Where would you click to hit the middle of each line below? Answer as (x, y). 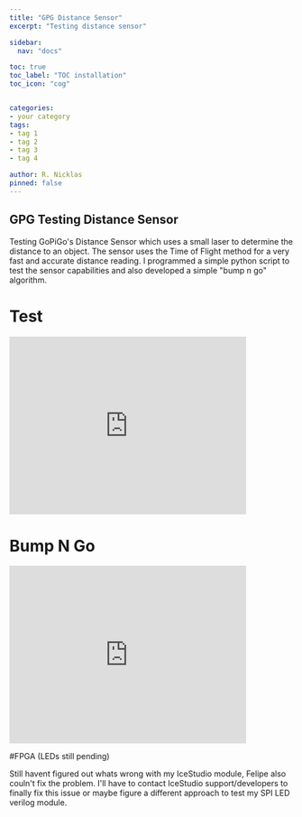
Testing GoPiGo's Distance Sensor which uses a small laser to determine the (151, 241)
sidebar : (26, 42)
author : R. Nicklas (46, 175)
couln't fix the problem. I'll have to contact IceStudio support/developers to (149, 784)
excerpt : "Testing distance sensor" (78, 26)
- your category (40, 116)
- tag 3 (24, 150)
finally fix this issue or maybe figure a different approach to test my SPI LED (150, 793)
